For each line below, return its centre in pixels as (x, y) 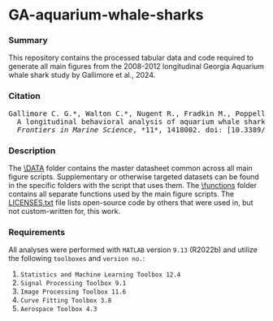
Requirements (37, 232)
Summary (28, 41)
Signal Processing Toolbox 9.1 (73, 284)
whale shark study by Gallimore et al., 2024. (82, 75)
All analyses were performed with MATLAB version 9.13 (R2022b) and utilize (133, 250)
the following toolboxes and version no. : (77, 259)
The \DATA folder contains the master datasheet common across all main (131, 169)
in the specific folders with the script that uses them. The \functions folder (133, 186)
